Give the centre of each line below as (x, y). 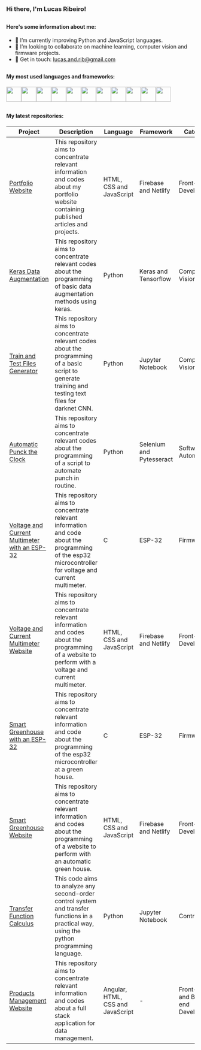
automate (68, 470)
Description (76, 132)
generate (67, 378)
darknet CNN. (74, 408)
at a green (69, 769)
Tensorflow (156, 279)
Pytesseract (156, 459)
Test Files (23, 363)
